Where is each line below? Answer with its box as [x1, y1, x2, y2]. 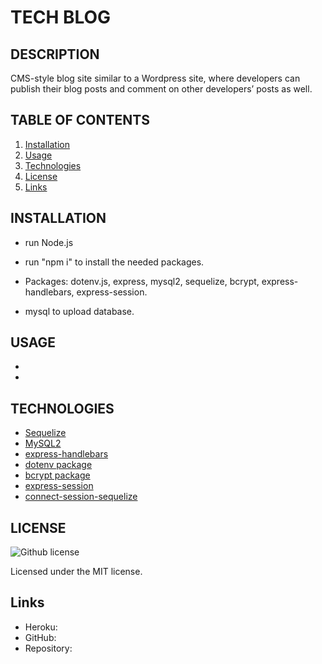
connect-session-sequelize [24, 491, 138, 503]
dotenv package [24, 459, 93, 471]
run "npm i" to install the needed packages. [24, 256, 205, 268]
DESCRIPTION [10, 46, 100, 63]
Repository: [24, 642, 73, 654]
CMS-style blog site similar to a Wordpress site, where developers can [10, 72, 301, 84]
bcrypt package [24, 469, 91, 481]
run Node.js [24, 236, 74, 248]
